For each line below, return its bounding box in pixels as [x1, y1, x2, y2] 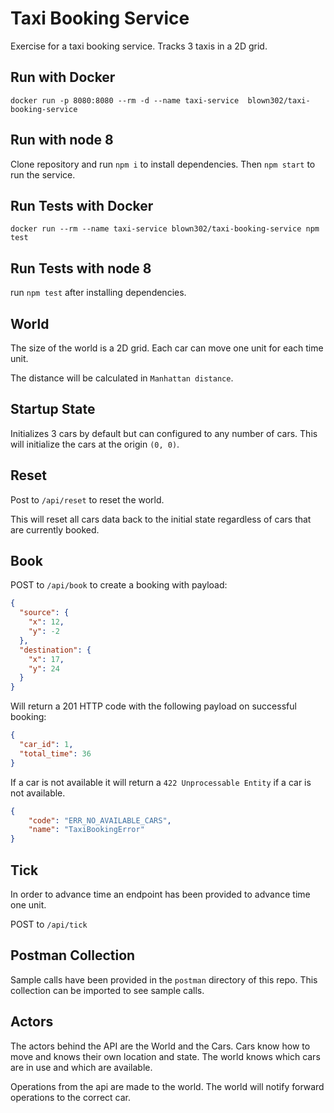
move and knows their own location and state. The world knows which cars [10, 1050, 321, 1062]
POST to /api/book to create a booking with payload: [10, 579, 228, 591]
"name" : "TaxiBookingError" [28, 825, 145, 835]
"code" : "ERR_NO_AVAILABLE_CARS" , [28, 815, 172, 826]
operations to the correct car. [10, 1091, 131, 1103]
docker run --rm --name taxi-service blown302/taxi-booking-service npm [10, 224, 320, 234]
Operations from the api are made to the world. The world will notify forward [10, 1080, 325, 1092]
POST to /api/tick [10, 918, 88, 930]
